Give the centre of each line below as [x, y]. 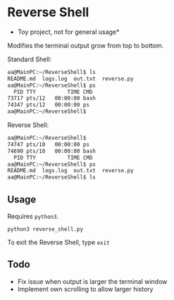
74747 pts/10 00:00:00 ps [49, 144]
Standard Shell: [29, 59]
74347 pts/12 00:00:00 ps [49, 105]
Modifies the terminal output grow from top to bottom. [86, 45]
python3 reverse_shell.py [45, 229]
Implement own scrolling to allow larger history [85, 289]
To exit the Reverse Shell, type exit [59, 242]
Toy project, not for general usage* [68, 32]
